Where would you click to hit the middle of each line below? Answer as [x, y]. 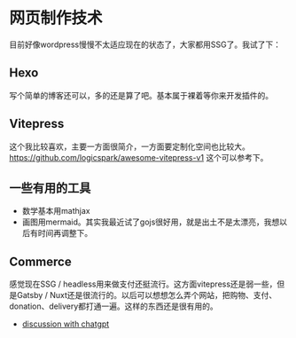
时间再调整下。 [65, 233]
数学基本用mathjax [56, 211]
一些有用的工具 [50, 188]
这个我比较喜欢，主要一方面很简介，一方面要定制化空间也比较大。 [129, 146]
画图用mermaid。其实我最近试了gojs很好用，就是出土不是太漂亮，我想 [151, 222]
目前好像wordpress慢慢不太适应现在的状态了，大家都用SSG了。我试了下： [145, 44]
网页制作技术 [56, 18]
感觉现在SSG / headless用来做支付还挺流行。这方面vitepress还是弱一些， [143, 284]
